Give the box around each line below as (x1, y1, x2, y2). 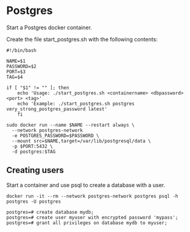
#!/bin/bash (6, 47, 37, 54)
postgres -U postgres (6, 199, 62, 205)
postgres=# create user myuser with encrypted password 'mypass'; (6, 214, 178, 220)
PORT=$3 (6, 68, 26, 75)
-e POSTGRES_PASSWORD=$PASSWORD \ (12, 132, 99, 139)
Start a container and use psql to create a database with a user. (6, 181, 166, 189)
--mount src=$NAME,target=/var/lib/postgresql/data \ (12, 138, 151, 144)
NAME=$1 (6, 58, 26, 64)
